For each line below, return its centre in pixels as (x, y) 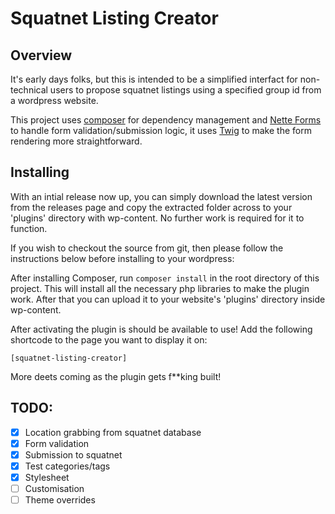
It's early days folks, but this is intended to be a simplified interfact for (154, 79)
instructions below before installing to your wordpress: (122, 258)
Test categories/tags (67, 466)
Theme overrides (60, 500)
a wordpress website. (54, 100)
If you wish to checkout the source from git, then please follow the (147, 248)
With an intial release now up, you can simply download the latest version (161, 196)
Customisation (54, 488)
